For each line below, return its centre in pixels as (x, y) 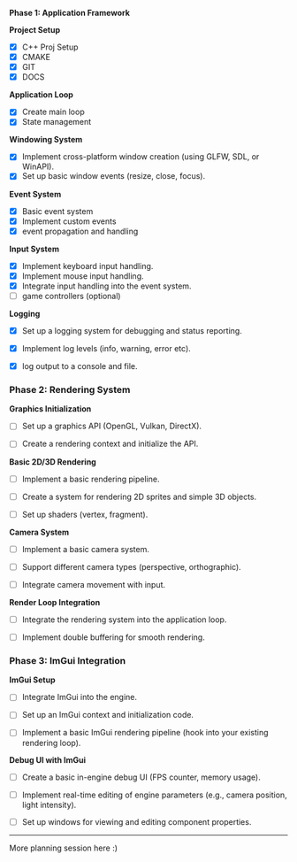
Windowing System (46, 140)
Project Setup (35, 30)
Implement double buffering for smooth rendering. (113, 637)
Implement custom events (69, 221)
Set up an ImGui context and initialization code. (108, 715)
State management (57, 122)
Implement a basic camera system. (86, 549)
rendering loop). (51, 743)
